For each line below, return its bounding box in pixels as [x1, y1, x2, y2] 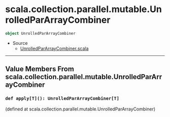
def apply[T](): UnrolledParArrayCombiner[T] [5, 96, 120, 101]
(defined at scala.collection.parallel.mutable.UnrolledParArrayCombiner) [5, 106, 156, 112]
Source [12, 40, 28, 46]
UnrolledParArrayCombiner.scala [20, 45, 89, 51]
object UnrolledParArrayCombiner [5, 31, 76, 36]
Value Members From [5, 65, 74, 74]
